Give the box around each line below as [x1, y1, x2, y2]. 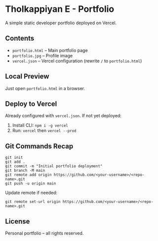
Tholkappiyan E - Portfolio [5, 3, 115, 15]
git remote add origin [5, 172, 52, 178]
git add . [5, 159, 26, 164]
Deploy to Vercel [5, 99, 57, 108]
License [5, 217, 30, 226]
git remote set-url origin [5, 199, 61, 204]
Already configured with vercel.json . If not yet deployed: [5, 113, 122, 119]
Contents [5, 34, 35, 43]
